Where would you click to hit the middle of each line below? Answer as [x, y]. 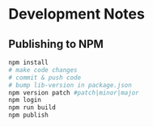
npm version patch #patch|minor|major [74, 93]
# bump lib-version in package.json [70, 85]
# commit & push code [45, 78]
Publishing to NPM [56, 44]
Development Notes [77, 14]
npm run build [32, 108]
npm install [28, 62]
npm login [25, 100]
